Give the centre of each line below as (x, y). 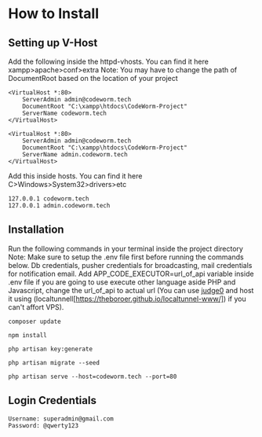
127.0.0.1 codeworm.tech (49, 199)
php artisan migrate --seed (54, 362)
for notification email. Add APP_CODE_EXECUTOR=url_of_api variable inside (131, 274)
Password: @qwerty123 (44, 425)
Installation (36, 230)
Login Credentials (52, 400)
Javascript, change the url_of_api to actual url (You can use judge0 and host (131, 290)
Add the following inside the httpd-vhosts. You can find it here (109, 61)
